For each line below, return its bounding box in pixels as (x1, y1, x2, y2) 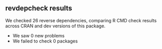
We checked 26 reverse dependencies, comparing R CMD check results (5, 17, 157, 23)
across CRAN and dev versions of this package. (5, 23, 106, 29)
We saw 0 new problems (12, 32, 65, 38)
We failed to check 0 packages (12, 38, 78, 44)
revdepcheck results (5, 4, 72, 13)
